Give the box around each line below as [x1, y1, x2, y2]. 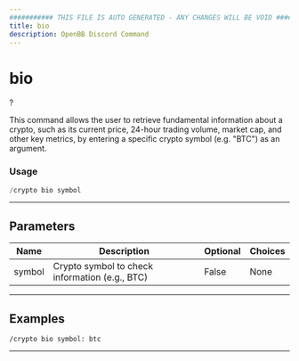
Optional [204, 245, 242, 258]
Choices [249, 245, 286, 258]
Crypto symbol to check [53, 260, 154, 273]
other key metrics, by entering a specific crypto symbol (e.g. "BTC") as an [9, 134, 280, 144]
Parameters [9, 218, 76, 234]
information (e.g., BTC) [53, 271, 149, 283]
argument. [9, 144, 47, 154]
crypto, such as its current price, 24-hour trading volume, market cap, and [9, 124, 282, 135]
